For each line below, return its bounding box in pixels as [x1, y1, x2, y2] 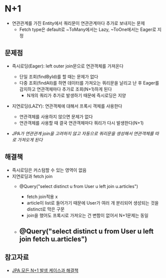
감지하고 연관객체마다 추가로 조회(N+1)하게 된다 [19, 86, 112, 92]
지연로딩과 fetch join [11, 173, 53, 179]
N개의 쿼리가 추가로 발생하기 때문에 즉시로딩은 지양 [26, 92, 126, 98]
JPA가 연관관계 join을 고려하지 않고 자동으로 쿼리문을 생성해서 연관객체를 [11, 130, 154, 136]
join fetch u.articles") [19, 234, 88, 243]
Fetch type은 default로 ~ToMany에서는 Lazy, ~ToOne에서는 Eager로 [19, 26, 157, 32]
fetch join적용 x [26, 193, 58, 199]
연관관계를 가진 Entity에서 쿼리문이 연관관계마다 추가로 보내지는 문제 [11, 20, 145, 26]
